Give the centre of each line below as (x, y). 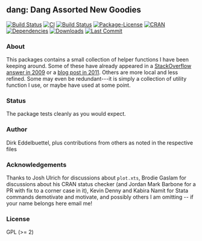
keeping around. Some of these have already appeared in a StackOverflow (99, 66)
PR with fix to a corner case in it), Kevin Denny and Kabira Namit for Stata (97, 190)
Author (17, 130)
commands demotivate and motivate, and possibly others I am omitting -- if (100, 197)
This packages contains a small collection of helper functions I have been (97, 60)
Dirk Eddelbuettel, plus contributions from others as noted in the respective (100, 142)
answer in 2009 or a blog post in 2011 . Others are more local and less (92, 72)
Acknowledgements (36, 164)
